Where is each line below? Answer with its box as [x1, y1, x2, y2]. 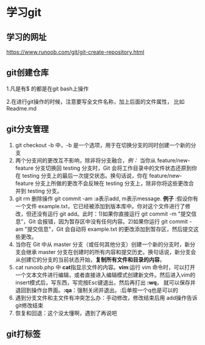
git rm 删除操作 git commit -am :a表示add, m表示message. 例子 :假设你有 [15, 195, 198, 202]
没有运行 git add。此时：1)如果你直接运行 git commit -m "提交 [36, 210, 192, 217]
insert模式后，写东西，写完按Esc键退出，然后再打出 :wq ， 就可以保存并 [15, 278, 196, 286]
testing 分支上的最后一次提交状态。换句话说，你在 [22, 172, 148, 179]
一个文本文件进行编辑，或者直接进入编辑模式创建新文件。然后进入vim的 [15, 271, 196, 278]
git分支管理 [6, 124, 49, 134]
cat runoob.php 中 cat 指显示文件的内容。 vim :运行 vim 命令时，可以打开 [15, 263, 195, 271]
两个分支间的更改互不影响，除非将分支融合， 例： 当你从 [15, 156, 156, 164]
